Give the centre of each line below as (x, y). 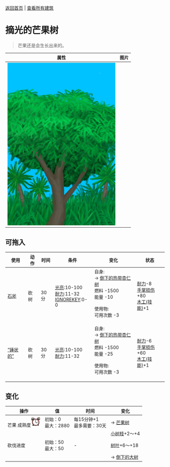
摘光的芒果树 (32, 30)
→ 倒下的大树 (124, 457)
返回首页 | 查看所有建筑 (30, 8)
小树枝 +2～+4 (125, 433)
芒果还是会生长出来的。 (42, 45)
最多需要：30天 (90, 426)
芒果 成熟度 (19, 425)
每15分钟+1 (87, 419)
